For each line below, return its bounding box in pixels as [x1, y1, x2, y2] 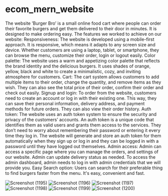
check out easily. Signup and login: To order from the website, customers [5, 90, 156, 96]
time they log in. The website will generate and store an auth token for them [5, 133, 161, 139]
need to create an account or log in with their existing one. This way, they [5, 95, 157, 101]
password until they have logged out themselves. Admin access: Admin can [5, 143, 161, 149]
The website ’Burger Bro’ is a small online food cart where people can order [5, 20, 161, 26]
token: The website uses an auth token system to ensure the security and [5, 111, 157, 117]
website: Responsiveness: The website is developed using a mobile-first [5, 36, 154, 42]
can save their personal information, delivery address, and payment [5, 100, 145, 106]
